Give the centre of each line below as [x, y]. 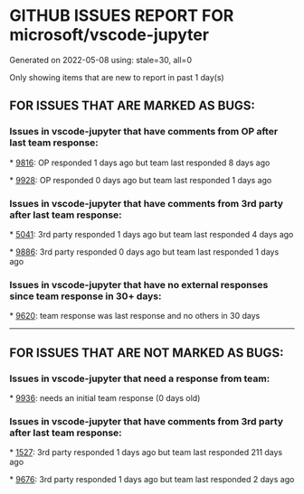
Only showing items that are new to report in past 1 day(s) [117, 77]
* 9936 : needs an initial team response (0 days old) [105, 397]
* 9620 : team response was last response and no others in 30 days [135, 316]
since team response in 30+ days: [85, 296]
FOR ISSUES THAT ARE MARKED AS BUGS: [133, 106]
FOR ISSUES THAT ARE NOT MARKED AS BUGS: [147, 353]
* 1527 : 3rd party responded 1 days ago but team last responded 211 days [146, 452]
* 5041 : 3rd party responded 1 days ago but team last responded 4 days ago [152, 234]
